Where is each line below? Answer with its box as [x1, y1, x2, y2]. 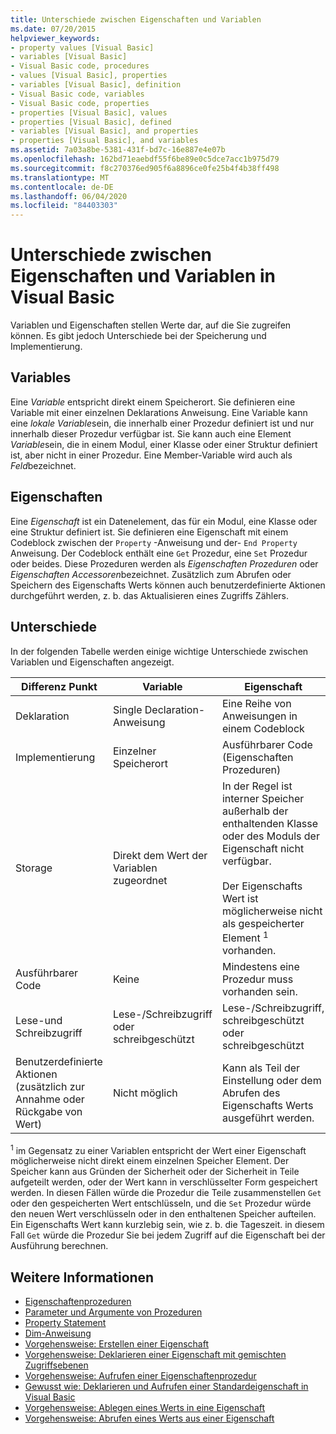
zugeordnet [112, 874, 168, 888]
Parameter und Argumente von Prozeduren [24, 1306, 203, 1318]
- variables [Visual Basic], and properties [10, 126, 199, 136]
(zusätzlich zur [15, 1079, 86, 1093]
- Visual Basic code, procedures [10, 61, 150, 71]
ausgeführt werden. [221, 1111, 315, 1125]
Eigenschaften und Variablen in [10, 265, 277, 288]
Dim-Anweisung [24, 1327, 92, 1340]
